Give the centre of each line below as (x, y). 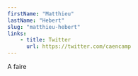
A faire (17, 66)
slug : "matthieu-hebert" (44, 27)
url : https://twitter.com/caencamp (79, 46)
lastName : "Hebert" (36, 20)
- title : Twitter (46, 40)
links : (17, 33)
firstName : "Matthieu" (41, 14)
